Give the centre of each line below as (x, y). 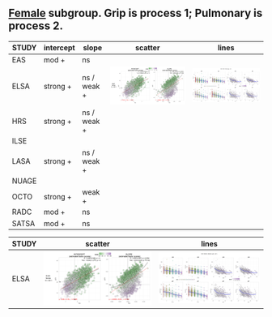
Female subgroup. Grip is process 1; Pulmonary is (136, 13)
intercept (59, 48)
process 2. (36, 26)
